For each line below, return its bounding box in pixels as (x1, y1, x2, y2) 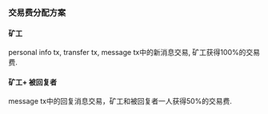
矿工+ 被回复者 (8, 77, 58, 87)
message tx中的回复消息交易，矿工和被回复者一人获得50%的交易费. (8, 96, 232, 106)
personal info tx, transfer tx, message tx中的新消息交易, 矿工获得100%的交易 (8, 48, 260, 57)
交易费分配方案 (8, 6, 66, 18)
